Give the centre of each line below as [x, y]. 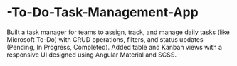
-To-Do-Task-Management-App [102, 12]
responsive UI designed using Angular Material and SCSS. [92, 55]
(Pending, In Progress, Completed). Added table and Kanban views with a [114, 47]
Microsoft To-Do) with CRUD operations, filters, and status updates [105, 39]
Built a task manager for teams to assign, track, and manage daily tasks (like [118, 32]
